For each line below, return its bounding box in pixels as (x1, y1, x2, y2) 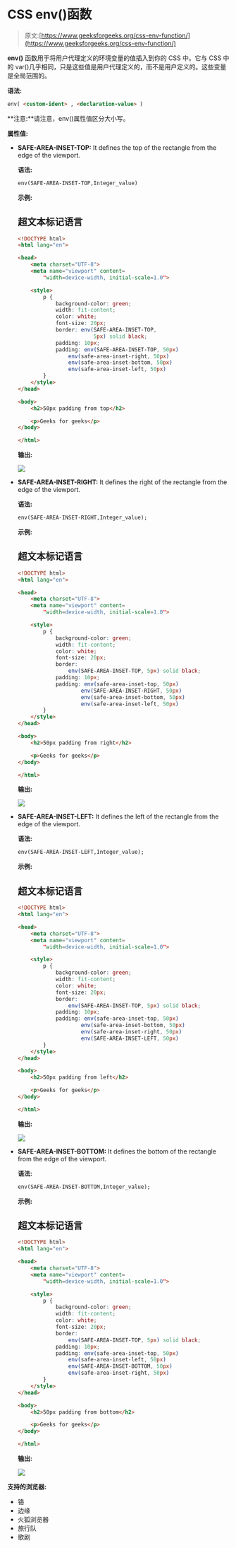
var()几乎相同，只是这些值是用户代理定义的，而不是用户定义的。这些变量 (15, 62, 227, 71)
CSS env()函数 (7, 6, 92, 23)
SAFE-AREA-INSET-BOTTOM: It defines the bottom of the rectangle (17, 1147, 217, 1156)
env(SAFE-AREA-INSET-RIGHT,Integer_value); (17, 514, 148, 522)
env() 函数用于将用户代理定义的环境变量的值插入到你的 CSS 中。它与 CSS (7, 54, 222, 62)
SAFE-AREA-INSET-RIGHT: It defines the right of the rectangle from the (17, 478, 228, 486)
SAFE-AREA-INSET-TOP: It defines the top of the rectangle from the (17, 143, 217, 152)
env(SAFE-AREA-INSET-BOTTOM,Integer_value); (17, 1183, 151, 1190)
